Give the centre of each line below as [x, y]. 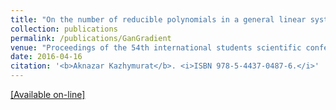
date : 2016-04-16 [46, 57]
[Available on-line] [48, 94]
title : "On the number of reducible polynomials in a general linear [158, 19]
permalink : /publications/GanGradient [91, 38]
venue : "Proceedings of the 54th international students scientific [156, 47]
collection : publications [64, 29]
